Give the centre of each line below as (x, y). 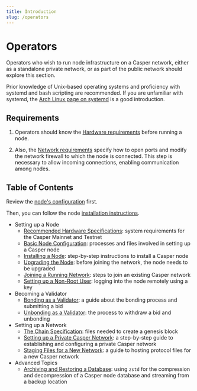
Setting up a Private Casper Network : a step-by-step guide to (98, 338)
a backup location (45, 382)
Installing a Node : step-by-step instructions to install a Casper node (106, 256)
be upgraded (39, 269)
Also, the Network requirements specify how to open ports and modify (101, 150)
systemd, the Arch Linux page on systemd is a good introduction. (85, 99)
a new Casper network (51, 357)
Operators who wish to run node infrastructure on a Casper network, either (98, 63)
